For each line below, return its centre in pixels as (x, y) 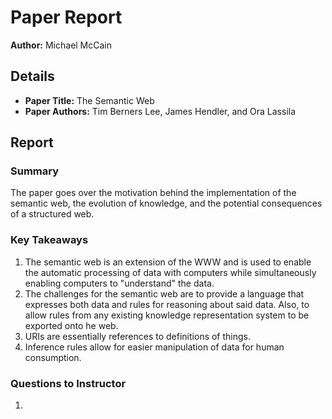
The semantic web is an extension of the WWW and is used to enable (168, 262)
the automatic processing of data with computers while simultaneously (170, 272)
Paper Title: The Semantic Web (89, 100)
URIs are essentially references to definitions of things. (138, 336)
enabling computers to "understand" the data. (119, 283)
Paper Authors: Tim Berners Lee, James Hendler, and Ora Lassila (160, 111)
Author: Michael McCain (61, 45)
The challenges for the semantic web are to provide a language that (164, 293)
